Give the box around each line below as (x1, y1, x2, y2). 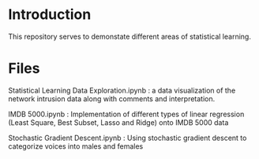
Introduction (8, 6, 92, 24)
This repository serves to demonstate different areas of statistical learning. (8, 32, 251, 41)
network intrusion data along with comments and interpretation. (8, 93, 216, 104)
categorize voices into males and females (8, 141, 144, 151)
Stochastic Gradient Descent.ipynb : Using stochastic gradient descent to (8, 133, 247, 142)
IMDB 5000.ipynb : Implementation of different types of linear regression (8, 109, 245, 119)
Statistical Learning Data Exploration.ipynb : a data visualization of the (8, 85, 236, 95)
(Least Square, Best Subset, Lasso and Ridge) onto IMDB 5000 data (8, 117, 229, 127)
